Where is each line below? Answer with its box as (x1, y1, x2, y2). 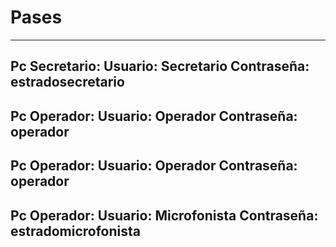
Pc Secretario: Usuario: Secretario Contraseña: (10, 58, 310, 75)
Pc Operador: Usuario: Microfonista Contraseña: (10, 207, 319, 224)
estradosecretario (10, 74, 125, 91)
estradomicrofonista (10, 222, 141, 240)
